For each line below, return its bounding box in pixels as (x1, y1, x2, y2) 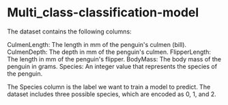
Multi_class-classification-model (7, 5, 199, 20)
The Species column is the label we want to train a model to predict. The (7, 82, 211, 91)
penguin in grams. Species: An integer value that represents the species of (7, 62, 217, 70)
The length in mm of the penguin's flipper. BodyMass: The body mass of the (7, 55, 222, 63)
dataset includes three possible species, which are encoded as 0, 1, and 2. (7, 90, 216, 98)
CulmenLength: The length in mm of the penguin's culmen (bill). (7, 40, 186, 48)
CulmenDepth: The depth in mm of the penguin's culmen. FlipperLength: (7, 48, 212, 56)
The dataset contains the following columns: (7, 27, 132, 35)
